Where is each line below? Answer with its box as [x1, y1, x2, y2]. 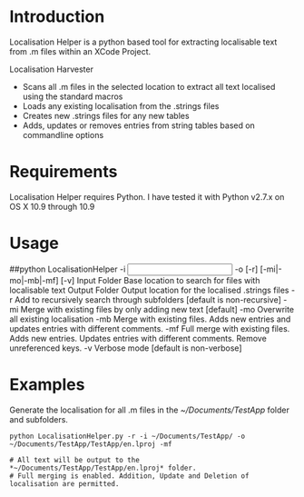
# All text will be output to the [9, 455, 141, 464]
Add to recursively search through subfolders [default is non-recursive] [15, 293, 281, 305]
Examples [9, 374, 85, 394]
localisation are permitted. [9, 479, 120, 488]
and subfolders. [9, 413, 68, 424]
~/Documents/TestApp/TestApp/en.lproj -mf [9, 439, 172, 449]
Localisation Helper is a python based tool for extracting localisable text [9, 36, 278, 47]
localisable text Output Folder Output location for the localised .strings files [9, 284, 289, 295]
